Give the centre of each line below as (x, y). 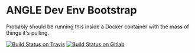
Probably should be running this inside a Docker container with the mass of (97, 26)
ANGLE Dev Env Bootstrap (71, 10)
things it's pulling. (27, 32)
